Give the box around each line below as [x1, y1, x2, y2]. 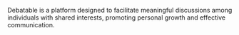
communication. [7, 21, 55, 29]
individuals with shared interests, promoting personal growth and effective [7, 13, 226, 22]
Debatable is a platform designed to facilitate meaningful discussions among [7, 6, 233, 14]
